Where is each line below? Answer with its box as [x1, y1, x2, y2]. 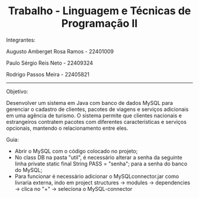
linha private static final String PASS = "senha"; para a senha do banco [14, 160, 188, 167]
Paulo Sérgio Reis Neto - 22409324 [6, 59, 94, 66]
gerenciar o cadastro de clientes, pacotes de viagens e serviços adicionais [6, 106, 189, 113]
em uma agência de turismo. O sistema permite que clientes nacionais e [6, 111, 182, 119]
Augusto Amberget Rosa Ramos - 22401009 [6, 47, 114, 55]
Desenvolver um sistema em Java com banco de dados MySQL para [6, 99, 174, 106]
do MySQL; [14, 166, 43, 173]
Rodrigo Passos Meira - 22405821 [6, 71, 90, 78]
